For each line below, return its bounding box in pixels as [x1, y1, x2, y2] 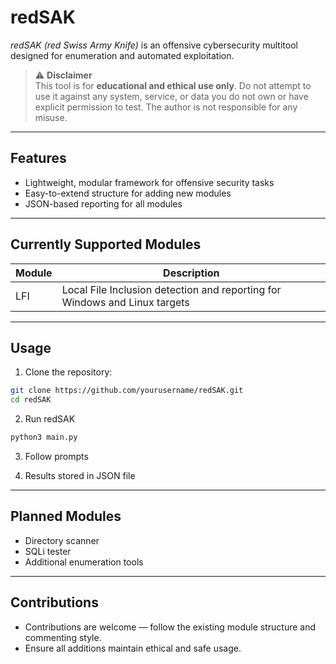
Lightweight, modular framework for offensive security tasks [24, 176, 275, 188]
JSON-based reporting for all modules [24, 197, 183, 210]
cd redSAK [10, 395, 52, 405]
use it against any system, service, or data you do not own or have [34, 90, 309, 102]
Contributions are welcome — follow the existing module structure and [24, 621, 317, 633]
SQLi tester [24, 545, 72, 557]
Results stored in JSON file [24, 470, 136, 481]
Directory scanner [24, 534, 100, 546]
